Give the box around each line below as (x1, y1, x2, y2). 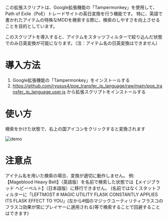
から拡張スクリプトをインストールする (67, 88, 146, 94)
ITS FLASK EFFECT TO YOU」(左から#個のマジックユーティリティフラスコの (5, 197, 163, 203)
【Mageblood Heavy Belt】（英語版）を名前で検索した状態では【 (5, 179, 138, 185)
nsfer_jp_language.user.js (12, 88, 66, 94)
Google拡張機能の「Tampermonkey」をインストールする (12, 77, 130, 83)
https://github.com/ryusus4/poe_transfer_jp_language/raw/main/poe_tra (12, 82, 162, 89)
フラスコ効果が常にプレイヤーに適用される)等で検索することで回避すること (5, 204, 160, 210)
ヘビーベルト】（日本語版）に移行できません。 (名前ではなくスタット (15, 185, 156, 191)
